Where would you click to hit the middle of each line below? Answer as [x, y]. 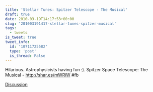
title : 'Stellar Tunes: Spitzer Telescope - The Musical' [66, 10]
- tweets [19, 33]
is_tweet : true [21, 38]
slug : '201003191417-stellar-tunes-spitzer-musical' [61, 23]
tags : [11, 28]
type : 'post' [23, 51]
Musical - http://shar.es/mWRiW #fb [42, 75]
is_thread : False [28, 56]
